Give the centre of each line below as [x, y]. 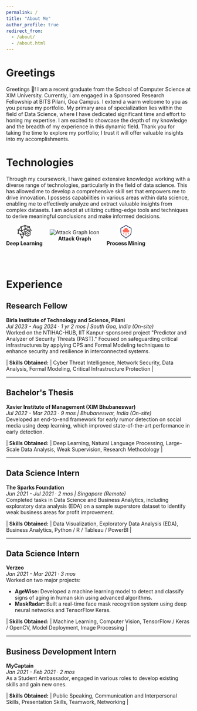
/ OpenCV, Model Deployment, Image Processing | [67, 628]
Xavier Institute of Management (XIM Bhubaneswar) [71, 406]
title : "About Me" [28, 18]
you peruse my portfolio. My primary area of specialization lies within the [94, 108]
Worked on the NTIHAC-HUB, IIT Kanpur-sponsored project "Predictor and [96, 332]
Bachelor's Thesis [40, 393]
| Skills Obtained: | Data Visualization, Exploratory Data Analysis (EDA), [92, 524]
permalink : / [22, 12]
